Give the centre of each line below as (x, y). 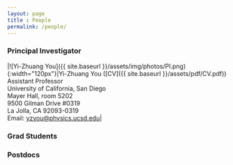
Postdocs (24, 155)
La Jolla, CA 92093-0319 (43, 110)
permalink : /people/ (37, 26)
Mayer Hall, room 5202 (40, 95)
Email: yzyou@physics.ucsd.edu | (55, 118)
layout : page (26, 14)
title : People (29, 20)
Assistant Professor (35, 81)
